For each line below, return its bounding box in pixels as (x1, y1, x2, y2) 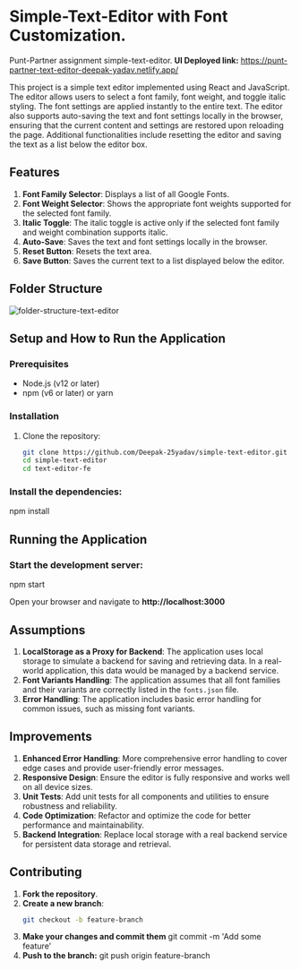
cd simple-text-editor (21, 456, 107, 465)
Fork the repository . (21, 888, 99, 899)
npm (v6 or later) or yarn (21, 388, 114, 399)
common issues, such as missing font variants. (21, 703, 195, 714)
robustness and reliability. (21, 800, 118, 811)
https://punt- (240, 55, 288, 65)
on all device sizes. (21, 781, 93, 792)
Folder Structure (9, 281, 103, 296)
